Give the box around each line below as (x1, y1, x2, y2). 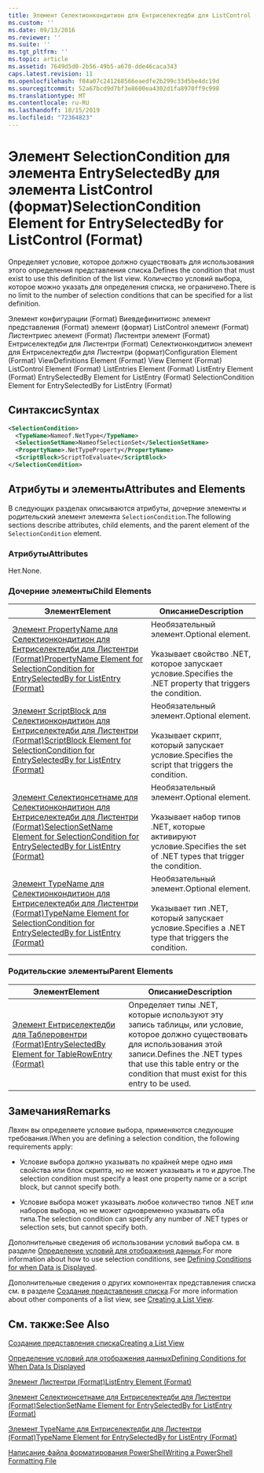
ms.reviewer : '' (8, 33, 61, 42)
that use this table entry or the (128, 1058, 240, 1069)
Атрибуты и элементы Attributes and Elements (8, 482, 246, 496)
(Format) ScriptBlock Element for (12, 735, 132, 746)
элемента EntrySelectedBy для (8, 164, 220, 182)
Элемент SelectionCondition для (8, 148, 230, 166)
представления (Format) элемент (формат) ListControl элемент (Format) (8, 322, 249, 332)
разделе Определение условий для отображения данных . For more (8, 1246, 233, 1255)
